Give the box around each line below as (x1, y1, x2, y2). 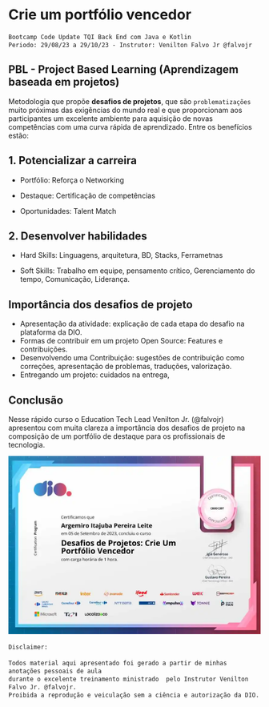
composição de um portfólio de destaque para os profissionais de (8, 432, 226, 441)
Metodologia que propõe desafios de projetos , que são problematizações (8, 96, 251, 106)
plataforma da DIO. (19, 327, 82, 337)
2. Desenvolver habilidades (8, 229, 147, 243)
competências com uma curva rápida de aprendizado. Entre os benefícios (8, 122, 252, 131)
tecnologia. (8, 440, 46, 449)
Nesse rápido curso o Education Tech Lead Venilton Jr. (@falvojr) (8, 415, 224, 424)
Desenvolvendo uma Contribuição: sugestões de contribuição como (19, 353, 245, 363)
